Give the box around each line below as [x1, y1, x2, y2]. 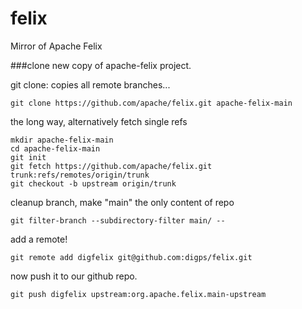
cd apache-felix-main [10, 143, 101, 154]
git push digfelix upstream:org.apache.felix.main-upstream [10, 289, 267, 299]
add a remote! [10, 233, 68, 245]
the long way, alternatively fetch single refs [10, 115, 188, 127]
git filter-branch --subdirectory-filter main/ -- [10, 215, 226, 226]
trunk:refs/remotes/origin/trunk [10, 170, 150, 180]
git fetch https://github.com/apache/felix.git [10, 161, 213, 171]
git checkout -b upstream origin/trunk [10, 178, 177, 189]
